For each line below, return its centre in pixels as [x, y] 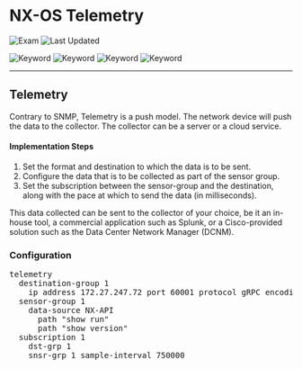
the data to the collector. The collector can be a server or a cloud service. [146, 126]
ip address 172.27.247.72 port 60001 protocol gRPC [144, 292]
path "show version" [83, 328]
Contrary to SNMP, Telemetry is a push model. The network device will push [151, 116]
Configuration [40, 255]
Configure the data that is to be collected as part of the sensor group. [151, 175]
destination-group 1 [64, 283]
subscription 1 [52, 337]
